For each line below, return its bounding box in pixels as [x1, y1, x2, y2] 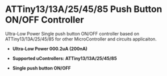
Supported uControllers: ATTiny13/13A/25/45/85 [12, 55, 117, 61]
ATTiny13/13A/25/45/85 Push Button [5, 3, 162, 15]
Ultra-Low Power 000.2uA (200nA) [12, 45, 87, 51]
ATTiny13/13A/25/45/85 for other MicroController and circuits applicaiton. [5, 36, 157, 42]
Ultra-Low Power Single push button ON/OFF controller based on [5, 30, 139, 36]
